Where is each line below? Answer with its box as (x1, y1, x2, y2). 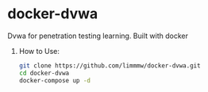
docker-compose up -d (18, 76, 91, 84)
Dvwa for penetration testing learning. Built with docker (7, 31, 188, 40)
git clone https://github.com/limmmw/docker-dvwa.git (18, 61, 201, 70)
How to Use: (18, 46, 60, 56)
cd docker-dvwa (18, 69, 70, 77)
